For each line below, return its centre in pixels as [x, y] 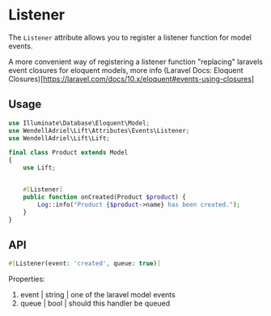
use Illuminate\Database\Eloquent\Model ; [79, 123]
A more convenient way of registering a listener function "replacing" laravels [135, 62]
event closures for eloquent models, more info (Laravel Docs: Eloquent [126, 70]
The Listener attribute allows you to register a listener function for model [130, 37]
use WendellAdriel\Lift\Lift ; [59, 138]
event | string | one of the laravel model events [97, 295]
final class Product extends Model [68, 153]
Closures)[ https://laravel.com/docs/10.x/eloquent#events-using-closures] [131, 79]
